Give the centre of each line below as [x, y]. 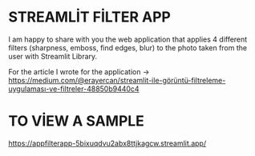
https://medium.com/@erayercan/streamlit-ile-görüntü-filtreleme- [117, 80]
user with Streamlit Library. [53, 56]
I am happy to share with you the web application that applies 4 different [128, 39]
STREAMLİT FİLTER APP [89, 17]
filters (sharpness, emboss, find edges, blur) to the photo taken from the [127, 47]
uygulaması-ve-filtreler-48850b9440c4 [74, 89]
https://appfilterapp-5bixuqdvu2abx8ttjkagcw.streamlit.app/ [107, 143]
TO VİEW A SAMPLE [76, 121]
